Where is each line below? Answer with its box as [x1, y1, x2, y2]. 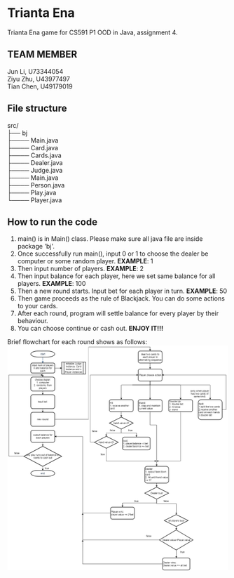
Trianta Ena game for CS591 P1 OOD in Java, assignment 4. [7, 28, 178, 37]
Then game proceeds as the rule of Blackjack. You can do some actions [17, 294, 226, 303]
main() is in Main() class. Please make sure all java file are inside [17, 235, 203, 243]
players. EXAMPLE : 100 [17, 280, 86, 288]
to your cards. [17, 302, 58, 310]
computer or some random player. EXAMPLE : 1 [17, 257, 153, 265]
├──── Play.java [7, 188, 57, 197]
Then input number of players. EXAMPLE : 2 [17, 265, 144, 273]
